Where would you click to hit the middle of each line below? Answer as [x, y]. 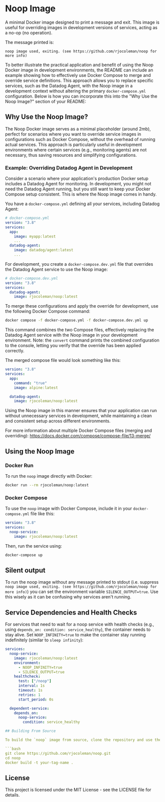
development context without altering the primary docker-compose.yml [76, 91]
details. [13, 795]
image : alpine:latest [36, 387]
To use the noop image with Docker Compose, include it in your [69, 509]
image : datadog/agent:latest [44, 250]
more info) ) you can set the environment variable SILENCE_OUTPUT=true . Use [82, 592]
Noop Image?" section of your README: [46, 101]
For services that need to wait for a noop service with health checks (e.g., [80, 625]
